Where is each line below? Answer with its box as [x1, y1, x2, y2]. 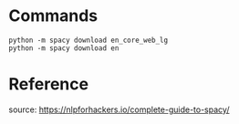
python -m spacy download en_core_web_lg [8, 36, 169, 45]
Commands [8, 5, 99, 26]
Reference [8, 74, 88, 95]
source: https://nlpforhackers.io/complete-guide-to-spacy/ [8, 104, 230, 115]
